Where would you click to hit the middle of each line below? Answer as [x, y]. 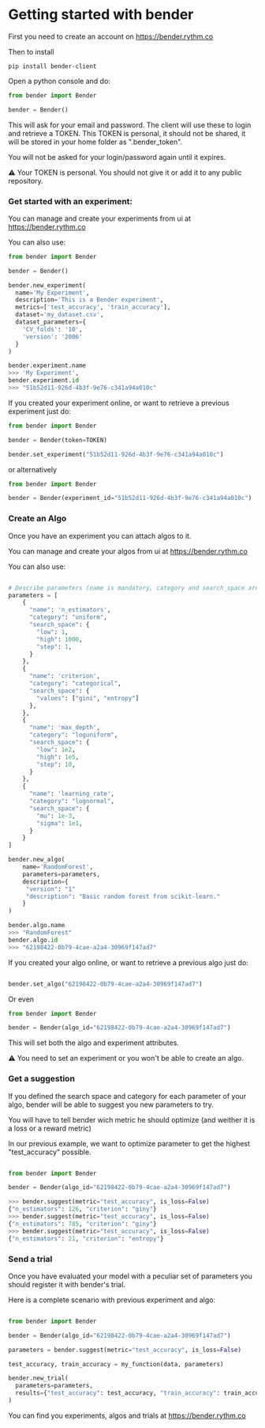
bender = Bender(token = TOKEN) [58, 440]
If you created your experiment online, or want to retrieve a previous [119, 403]
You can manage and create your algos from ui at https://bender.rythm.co [128, 551]
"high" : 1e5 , [58, 757]
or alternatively [33, 469]
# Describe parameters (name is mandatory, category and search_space [127, 588]
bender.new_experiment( [47, 285]
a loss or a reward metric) [50, 1128]
